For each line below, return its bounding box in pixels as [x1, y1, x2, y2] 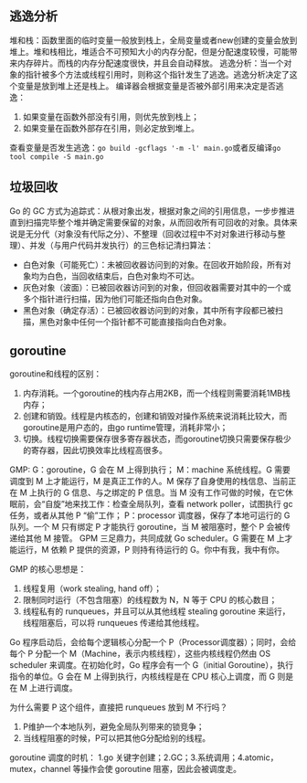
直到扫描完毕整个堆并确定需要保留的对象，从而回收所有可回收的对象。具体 [9, 217, 290, 227]
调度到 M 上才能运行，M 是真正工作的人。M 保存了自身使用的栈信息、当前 [9, 476, 289, 487]
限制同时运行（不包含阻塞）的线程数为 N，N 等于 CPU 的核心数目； [22, 595, 278, 606]
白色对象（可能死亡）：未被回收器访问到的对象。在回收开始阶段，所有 [22, 259, 283, 270]
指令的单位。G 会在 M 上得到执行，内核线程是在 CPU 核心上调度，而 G [9, 671, 276, 682]
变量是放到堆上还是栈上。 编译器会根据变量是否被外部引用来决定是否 [16, 80, 276, 91]
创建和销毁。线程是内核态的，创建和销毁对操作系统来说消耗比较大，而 [22, 410, 288, 422]
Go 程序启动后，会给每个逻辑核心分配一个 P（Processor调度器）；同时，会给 [9, 637, 297, 648]
